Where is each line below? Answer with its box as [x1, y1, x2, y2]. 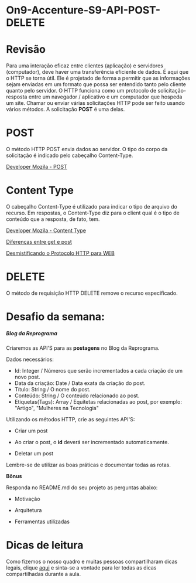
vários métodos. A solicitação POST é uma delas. [6, 106, 125, 113]
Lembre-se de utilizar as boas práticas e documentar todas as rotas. [6, 461, 171, 469]
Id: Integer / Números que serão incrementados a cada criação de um [14, 367, 183, 374]
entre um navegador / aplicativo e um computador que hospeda [28, 93, 183, 100]
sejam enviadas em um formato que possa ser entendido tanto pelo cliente [6, 81, 186, 88]
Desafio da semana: [6, 310, 105, 323]
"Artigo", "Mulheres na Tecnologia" [14, 405, 99, 412]
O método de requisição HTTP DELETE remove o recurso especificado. [6, 289, 178, 296]
